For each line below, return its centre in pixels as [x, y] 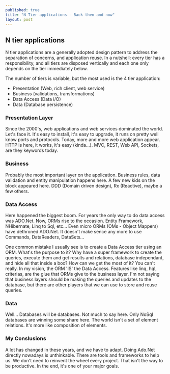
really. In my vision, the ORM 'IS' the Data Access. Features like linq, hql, [81, 269]
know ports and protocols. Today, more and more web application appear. [83, 140]
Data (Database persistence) [43, 104]
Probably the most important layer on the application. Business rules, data [83, 175]
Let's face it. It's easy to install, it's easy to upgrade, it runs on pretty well [82, 134]
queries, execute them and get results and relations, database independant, [84, 258]
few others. [17, 191]
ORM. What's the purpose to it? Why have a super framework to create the [83, 252]
